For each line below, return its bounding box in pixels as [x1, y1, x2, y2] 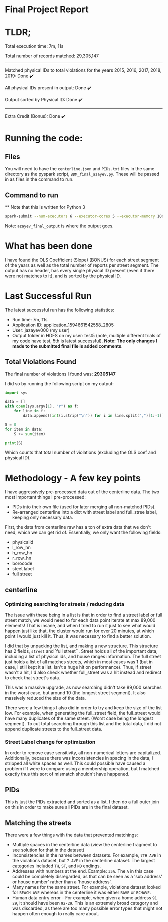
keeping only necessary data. [12, 514, 73, 521]
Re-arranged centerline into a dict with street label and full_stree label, [12, 509, 157, 515]
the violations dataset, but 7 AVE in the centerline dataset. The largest [12, 857, 155, 863]
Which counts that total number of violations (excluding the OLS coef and [5, 449, 156, 456]
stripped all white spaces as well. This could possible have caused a [5, 760, 146, 766]
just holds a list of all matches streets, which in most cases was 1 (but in [5, 659, 153, 665]
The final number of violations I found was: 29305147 [5, 371, 116, 377]
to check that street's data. [5, 675, 61, 681]
